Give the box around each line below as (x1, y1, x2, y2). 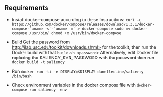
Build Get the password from (11, 39, 70, 45)
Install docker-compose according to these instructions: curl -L (11, 17, 141, 22)
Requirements (4, 4, 48, 12)
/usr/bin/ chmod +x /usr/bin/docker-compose (29, 30, 122, 36)
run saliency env (29, 87, 67, 92)
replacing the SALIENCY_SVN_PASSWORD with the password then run (11, 55, 155, 60)
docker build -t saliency (11, 59, 65, 65)
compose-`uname (11, 26, 43, 31)
